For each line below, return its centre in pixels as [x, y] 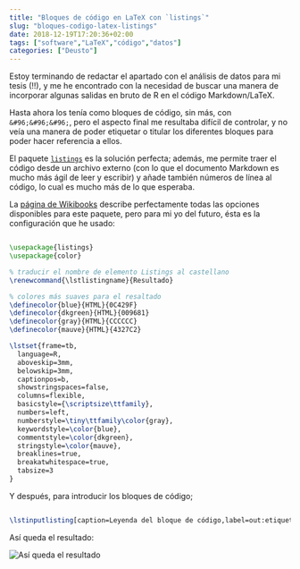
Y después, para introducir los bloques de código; [101, 496]
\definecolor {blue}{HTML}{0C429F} [74, 305]
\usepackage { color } [46, 256]
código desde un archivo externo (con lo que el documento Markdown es [144, 168]
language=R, [40, 354]
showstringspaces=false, [63, 387]
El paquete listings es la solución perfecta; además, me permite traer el [143, 158]
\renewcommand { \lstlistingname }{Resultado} [92, 280]
